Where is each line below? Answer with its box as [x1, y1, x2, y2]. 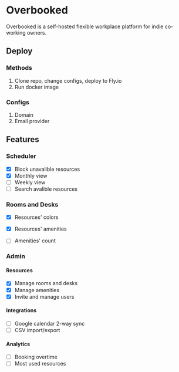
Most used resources [14, 360, 66, 367]
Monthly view [14, 172, 48, 179]
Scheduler [6, 152, 36, 160]
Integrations [6, 307, 37, 314]
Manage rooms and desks [14, 280, 78, 287]
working [6, 29, 26, 36]
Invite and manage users [14, 293, 75, 300]
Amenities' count [14, 237, 56, 244]
